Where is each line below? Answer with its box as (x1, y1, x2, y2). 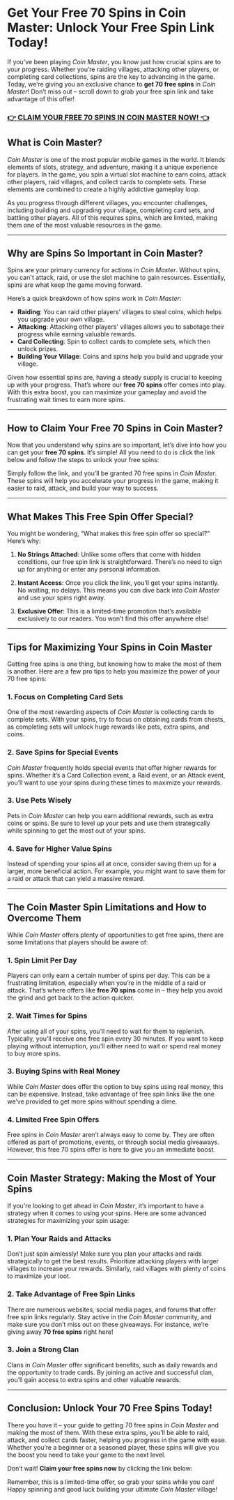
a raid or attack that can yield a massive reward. (7, 875, 145, 883)
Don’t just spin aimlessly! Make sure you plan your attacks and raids (7, 1249, 202, 1258)
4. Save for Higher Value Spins (7, 843, 113, 853)
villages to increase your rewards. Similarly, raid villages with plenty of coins (7, 1265, 226, 1273)
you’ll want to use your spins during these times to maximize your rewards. (7, 778, 222, 787)
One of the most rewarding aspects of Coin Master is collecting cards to (7, 708, 214, 716)
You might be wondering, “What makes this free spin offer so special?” (7, 529, 210, 538)
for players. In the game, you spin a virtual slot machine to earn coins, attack (7, 170, 227, 179)
